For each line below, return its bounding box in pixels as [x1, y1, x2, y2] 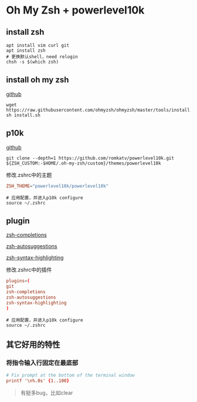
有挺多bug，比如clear [20, 389, 73, 396]
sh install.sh [6, 112, 41, 118]
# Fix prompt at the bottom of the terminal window [6, 373, 135, 378]
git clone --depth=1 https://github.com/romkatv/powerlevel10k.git [6, 155, 175, 161]
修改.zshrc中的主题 [6, 171, 52, 178]
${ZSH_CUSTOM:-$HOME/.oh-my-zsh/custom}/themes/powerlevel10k [6, 160, 161, 166]
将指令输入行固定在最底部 [6, 359, 79, 367]
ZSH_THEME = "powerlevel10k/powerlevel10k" [6, 183, 109, 189]
